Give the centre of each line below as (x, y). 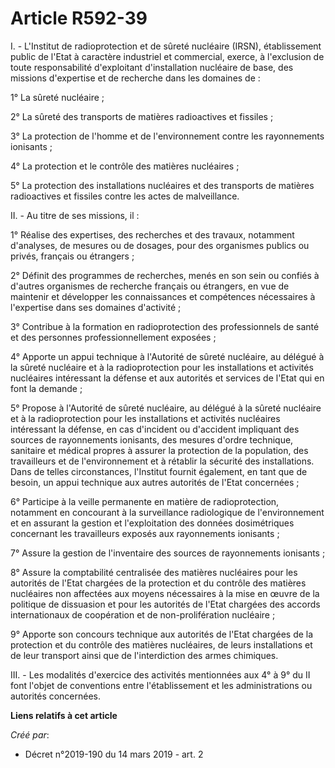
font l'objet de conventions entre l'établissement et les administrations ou (161, 685)
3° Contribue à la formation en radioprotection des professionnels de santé (165, 326)
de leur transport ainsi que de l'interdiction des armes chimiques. (144, 655)
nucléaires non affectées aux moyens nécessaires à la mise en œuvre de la (165, 593)
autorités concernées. (56, 696)
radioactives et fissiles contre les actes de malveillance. (125, 196)
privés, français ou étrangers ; (72, 256)
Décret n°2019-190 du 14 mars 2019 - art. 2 (114, 754)
